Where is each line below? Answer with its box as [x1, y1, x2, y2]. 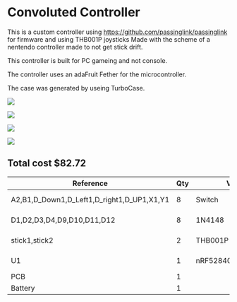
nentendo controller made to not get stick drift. [7, 42, 143, 51]
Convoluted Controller [7, 4, 140, 21]
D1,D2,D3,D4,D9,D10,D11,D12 [11, 215, 116, 225]
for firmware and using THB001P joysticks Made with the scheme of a [7, 35, 210, 43]
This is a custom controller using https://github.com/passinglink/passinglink [7, 28, 228, 36]
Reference [72, 178, 108, 188]
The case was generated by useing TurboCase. [7, 83, 145, 92]
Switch [195, 194, 219, 204]
